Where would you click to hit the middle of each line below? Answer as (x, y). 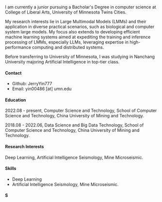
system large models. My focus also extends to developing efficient (73, 32)
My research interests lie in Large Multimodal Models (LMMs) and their (76, 22)
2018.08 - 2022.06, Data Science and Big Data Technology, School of (74, 125)
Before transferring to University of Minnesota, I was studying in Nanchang (80, 57)
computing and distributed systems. (68, 47)
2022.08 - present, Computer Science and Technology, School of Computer (81, 110)
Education (16, 100)
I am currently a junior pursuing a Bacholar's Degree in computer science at (81, 7)
